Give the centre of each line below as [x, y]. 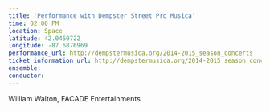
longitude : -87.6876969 [48, 46]
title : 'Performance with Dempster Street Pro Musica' [102, 16]
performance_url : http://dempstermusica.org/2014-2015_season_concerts [131, 53]
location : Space [35, 31]
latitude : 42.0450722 [45, 38]
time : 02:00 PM [34, 23]
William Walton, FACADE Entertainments [74, 98]
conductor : [27, 76]
